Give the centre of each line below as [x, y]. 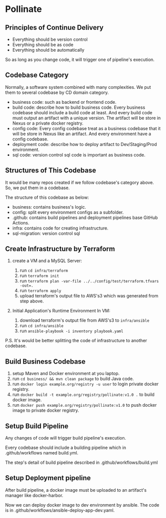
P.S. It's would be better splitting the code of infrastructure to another [76, 341]
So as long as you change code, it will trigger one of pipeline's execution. [80, 60]
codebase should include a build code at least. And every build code [82, 112]
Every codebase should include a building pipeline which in [66, 447]
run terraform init [39, 276]
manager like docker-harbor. [34, 495]
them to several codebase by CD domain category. [57, 92]
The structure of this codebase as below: [47, 197]
